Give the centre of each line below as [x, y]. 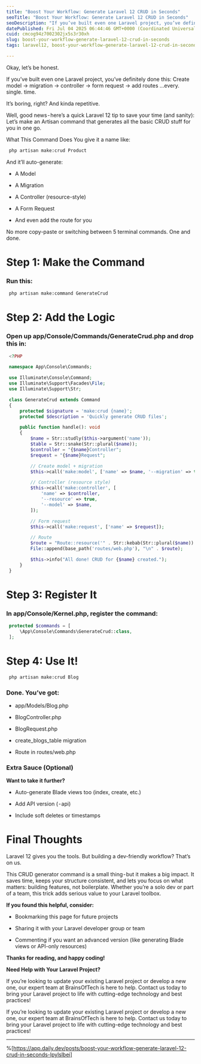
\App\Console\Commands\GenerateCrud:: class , [76, 632]
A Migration [29, 185]
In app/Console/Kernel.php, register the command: [82, 614]
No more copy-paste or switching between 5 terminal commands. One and [98, 232]
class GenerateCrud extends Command [54, 399]
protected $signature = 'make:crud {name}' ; [76, 411]
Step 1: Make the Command [75, 262]
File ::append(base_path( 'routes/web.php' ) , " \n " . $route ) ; [107, 549]
